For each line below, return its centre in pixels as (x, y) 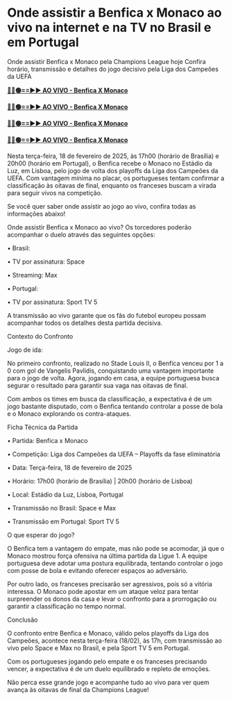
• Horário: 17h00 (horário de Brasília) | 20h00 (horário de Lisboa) (100, 481)
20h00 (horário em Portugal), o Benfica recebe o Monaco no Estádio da (110, 163)
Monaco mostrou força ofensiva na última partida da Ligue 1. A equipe (108, 556)
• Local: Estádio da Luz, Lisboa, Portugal (65, 494)
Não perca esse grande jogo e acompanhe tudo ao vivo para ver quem (108, 682)
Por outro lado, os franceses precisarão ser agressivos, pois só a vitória (110, 584)
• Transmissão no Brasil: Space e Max (62, 508)
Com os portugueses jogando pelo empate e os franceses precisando (107, 661)
